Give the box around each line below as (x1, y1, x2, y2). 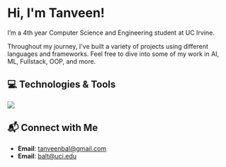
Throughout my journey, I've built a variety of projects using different (7, 42, 209, 50)
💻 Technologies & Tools (7, 79, 116, 91)
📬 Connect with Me (7, 122, 98, 134)
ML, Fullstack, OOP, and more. (7, 57, 96, 65)
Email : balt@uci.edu (17, 151, 77, 160)
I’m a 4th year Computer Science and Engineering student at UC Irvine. (7, 28, 215, 37)
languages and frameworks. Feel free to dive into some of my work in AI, (7, 50, 220, 58)
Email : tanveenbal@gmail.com (17, 144, 107, 153)
